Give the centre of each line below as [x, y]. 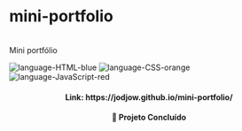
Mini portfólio [33, 50]
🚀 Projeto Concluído [149, 118]
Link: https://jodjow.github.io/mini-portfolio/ [149, 97]
